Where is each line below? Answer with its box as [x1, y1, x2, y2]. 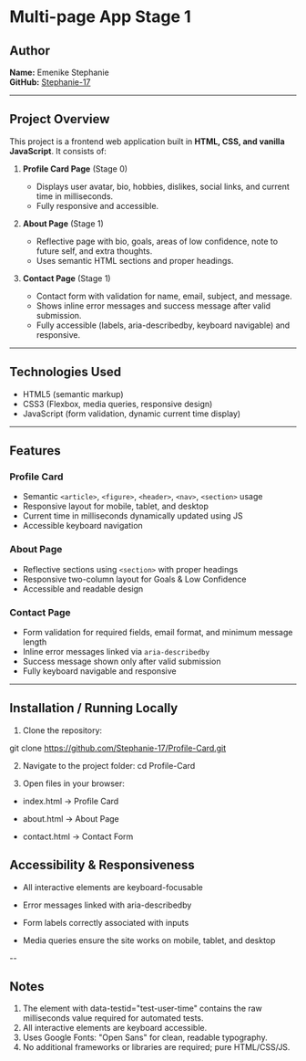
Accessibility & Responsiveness [9, 857, 196, 873]
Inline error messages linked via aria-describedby [22, 646, 210, 657]
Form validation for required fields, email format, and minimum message [22, 626, 293, 637]
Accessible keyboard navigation [22, 520, 143, 531]
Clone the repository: [22, 724, 103, 736]
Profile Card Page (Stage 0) [22, 163, 128, 174]
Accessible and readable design [22, 583, 144, 594]
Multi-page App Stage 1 [9, 6, 191, 27]
